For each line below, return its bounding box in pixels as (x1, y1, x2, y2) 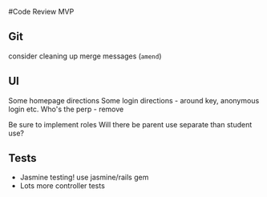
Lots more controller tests (19, 181, 106, 191)
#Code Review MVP (8, 7, 75, 16)
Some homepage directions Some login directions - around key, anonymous (8, 95, 260, 105)
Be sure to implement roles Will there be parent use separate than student (8, 119, 253, 129)
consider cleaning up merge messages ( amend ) (8, 51, 162, 61)
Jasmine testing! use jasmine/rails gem (19, 172, 149, 183)
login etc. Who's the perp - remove (8, 104, 124, 114)
